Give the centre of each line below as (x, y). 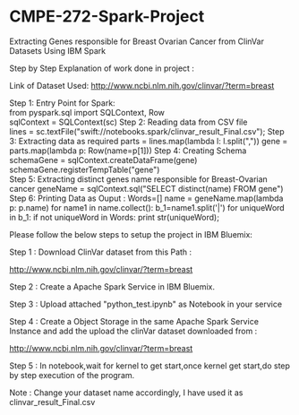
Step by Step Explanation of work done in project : (102, 68)
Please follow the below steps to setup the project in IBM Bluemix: (131, 234)
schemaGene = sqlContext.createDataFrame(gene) (103, 160)
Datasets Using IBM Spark (58, 50)
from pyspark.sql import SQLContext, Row (87, 112)
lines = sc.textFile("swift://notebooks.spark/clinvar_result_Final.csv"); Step (147, 131)
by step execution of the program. (72, 375)
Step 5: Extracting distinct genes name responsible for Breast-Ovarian (139, 179)
